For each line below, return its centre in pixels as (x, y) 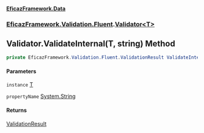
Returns (17, 110)
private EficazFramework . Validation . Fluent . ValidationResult (85, 57)
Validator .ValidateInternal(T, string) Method (91, 43)
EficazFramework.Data (36, 8)
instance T (20, 85)
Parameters (21, 71)
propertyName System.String (41, 96)
